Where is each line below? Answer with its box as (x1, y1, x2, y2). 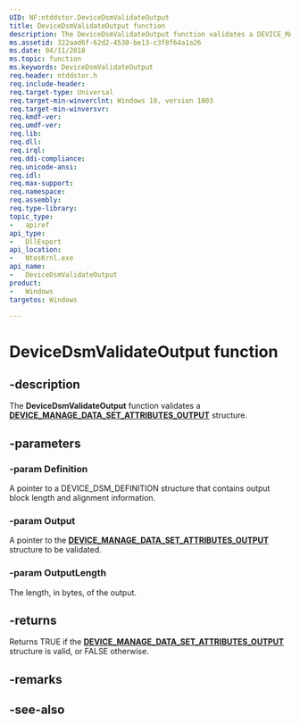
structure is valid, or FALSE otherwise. (9, 646, 149, 657)
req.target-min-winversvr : (9, 104, 110, 113)
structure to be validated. (9, 544, 103, 555)
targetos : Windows (9, 295, 78, 304)
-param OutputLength (9, 567, 107, 579)
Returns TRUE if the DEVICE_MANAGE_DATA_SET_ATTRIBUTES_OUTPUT (9, 636, 284, 647)
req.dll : (9, 137, 42, 146)
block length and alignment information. (9, 493, 156, 503)
